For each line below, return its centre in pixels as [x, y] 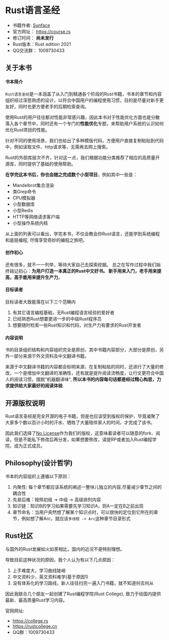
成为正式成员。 [29, 445]
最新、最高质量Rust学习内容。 [36, 600]
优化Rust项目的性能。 [28, 130]
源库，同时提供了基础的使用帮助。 [40, 164]
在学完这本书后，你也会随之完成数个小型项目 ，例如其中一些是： [71, 174]
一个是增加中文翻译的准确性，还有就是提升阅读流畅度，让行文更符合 [84, 373]
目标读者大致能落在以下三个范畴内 [40, 302]
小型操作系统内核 [30, 223]
